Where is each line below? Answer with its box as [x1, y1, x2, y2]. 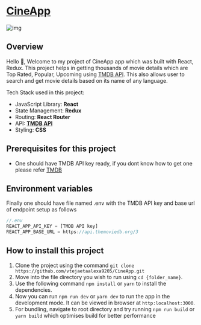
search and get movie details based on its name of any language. [6, 77, 168, 84]
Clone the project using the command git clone [14, 262, 135, 269]
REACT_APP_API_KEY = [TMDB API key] [6, 224, 98, 230]
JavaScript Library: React [14, 100, 79, 108]
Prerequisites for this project [6, 144, 116, 154]
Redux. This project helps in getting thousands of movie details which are [6, 64, 188, 71]
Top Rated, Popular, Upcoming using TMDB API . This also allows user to [6, 71, 185, 78]
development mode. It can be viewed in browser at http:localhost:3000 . [14, 299, 196, 306]
